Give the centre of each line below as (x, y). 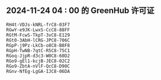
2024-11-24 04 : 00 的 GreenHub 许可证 (80, 11)
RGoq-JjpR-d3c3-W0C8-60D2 (38, 56)
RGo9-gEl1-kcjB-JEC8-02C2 (38, 61)
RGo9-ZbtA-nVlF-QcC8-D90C (38, 66)
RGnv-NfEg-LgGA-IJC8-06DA (38, 71)
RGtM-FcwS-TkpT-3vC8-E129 (38, 35)
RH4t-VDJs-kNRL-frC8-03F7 (38, 25)
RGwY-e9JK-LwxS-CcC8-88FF (38, 30)
